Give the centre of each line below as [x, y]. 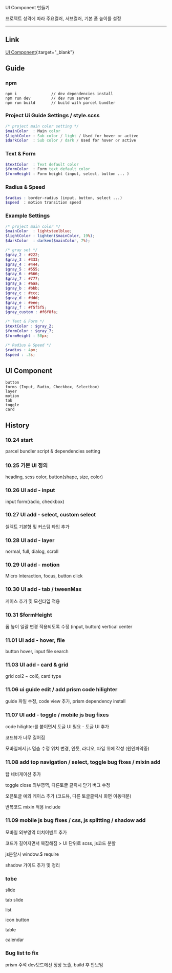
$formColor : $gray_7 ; [29, 331]
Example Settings [28, 216]
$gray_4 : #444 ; [23, 264]
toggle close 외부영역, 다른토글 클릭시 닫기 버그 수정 [58, 785]
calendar [15, 940]
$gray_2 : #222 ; [23, 255]
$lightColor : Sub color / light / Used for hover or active [72, 136]
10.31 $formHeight [29, 615]
